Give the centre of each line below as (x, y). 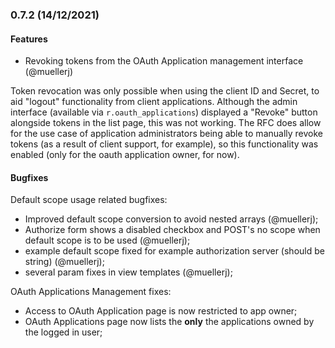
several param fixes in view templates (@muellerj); (128, 272)
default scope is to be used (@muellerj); (107, 240)
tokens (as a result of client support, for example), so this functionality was (164, 144)
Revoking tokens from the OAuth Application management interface (164, 61)
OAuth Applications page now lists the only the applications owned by (169, 322)
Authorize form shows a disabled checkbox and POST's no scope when (172, 230)
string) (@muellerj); (64, 262)
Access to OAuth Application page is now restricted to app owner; (161, 311)
